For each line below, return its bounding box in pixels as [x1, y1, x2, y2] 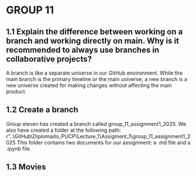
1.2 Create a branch [6, 105, 79, 115]
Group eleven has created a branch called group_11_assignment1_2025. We [6, 120, 187, 127]
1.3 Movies [6, 162, 46, 172]
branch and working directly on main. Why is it [6, 36, 180, 45]
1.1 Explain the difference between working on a [6, 27, 183, 37]
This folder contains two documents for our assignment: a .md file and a [16, 139, 191, 146]
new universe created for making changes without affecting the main [6, 82, 173, 89]
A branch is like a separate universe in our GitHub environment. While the [6, 69, 183, 76]
